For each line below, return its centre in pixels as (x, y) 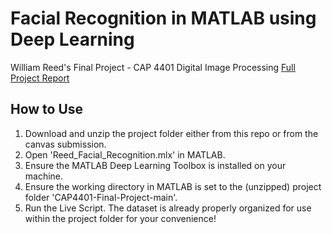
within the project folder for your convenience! (120, 218)
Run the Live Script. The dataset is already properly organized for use (168, 208)
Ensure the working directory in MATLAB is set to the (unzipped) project (173, 186)
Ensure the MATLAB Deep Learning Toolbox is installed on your (155, 165)
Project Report (40, 78)
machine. (44, 176)
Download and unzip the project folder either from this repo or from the (171, 133)
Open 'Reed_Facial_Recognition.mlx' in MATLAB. (125, 154)
